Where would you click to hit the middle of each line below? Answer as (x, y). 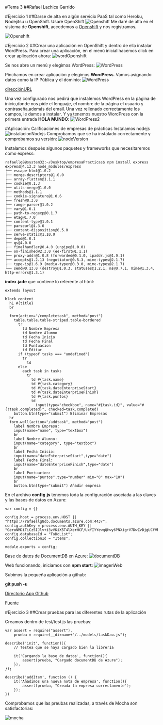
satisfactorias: (19, 708)
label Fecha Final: (33, 460)
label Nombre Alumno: (35, 439)
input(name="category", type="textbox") (55, 443)
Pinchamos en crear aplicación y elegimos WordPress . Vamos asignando (78, 74)
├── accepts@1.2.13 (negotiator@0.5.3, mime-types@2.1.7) (65, 260)
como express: (20, 153)
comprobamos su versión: (31, 139)
